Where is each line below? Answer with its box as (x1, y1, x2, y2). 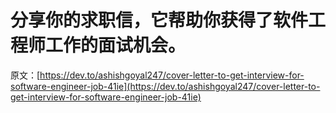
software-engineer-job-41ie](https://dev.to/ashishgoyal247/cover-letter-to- (10, 80, 321, 92)
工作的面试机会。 (45, 34, 187, 57)
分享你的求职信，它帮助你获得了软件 (10, 9, 309, 32)
